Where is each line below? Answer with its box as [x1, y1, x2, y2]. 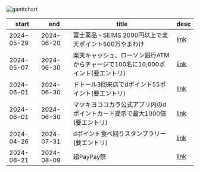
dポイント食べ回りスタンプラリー [73, 130, 167, 137]
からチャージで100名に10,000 [73, 60, 160, 68]
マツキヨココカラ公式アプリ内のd [73, 100, 167, 109]
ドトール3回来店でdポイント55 [73, 81, 160, 88]
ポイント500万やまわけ [79, 40, 145, 48]
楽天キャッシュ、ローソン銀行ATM [73, 51, 170, 59]
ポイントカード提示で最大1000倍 [73, 109, 167, 118]
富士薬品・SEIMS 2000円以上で [73, 31, 162, 39]
